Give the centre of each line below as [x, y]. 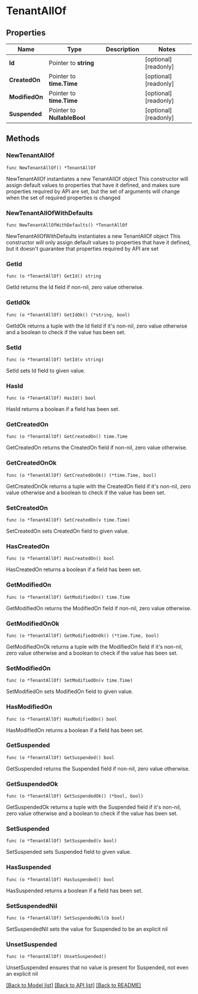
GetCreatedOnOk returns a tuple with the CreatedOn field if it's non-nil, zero [99, 486]
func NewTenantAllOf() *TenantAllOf [51, 168]
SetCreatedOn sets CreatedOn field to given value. [67, 531]
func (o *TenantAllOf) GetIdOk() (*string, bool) [68, 315]
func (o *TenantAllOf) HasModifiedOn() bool [62, 719]
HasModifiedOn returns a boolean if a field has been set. [75, 730]
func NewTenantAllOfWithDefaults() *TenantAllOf [67, 225]
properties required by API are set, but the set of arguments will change [93, 191]
